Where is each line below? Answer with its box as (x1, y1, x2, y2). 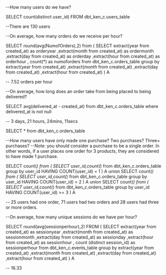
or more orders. (5, 204, 38, 210)
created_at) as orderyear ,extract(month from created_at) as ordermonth (5, 48, 154, 54)
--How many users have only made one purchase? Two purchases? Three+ (5, 138, 161, 143)
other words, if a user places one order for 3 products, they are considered (5, 148, 160, 154)
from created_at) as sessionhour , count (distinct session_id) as (5, 240, 136, 245)
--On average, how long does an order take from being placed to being (5, 89, 151, 94)
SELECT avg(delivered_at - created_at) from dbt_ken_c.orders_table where (5, 103, 159, 109)
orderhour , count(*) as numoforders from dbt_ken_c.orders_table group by (5, 59, 160, 64)
